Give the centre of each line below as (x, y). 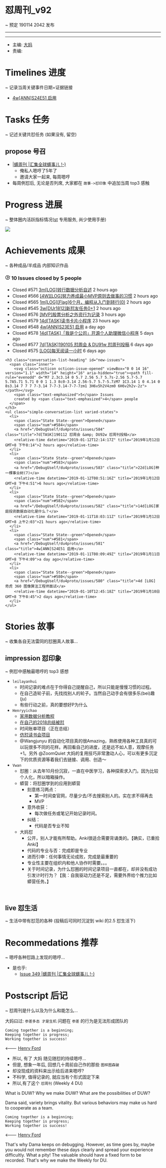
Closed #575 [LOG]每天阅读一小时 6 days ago (59, 351)
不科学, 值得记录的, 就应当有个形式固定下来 (56, 1077)
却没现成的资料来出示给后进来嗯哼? (48, 1071)
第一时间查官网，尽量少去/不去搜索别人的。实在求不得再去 (94, 796)
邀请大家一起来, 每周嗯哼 (45, 177)
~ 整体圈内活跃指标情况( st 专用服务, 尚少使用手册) (56, 219)
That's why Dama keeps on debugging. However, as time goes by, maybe (80, 1145)
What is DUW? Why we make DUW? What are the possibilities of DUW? (78, 1093)
